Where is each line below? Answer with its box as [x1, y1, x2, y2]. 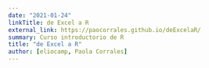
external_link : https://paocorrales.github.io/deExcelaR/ [8, 26, 201, 34]
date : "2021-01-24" [8, 11, 72, 20]
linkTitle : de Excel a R [8, 19, 89, 27]
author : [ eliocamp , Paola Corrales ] [8, 48, 128, 55]
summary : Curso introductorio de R [8, 33, 124, 41]
